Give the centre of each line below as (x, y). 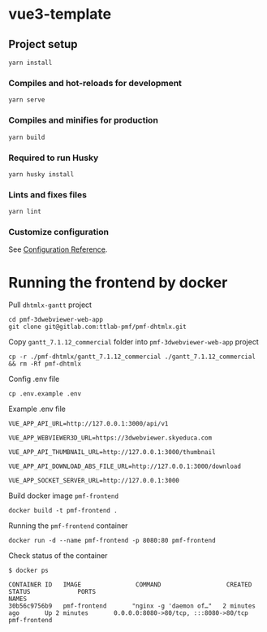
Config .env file (34, 379)
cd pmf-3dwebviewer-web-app (56, 320)
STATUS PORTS (52, 592)
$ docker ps (28, 571)
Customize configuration (59, 232)
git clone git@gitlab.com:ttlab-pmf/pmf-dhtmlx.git (97, 327)
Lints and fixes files (48, 194)
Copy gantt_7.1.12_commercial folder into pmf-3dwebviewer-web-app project (133, 342)
